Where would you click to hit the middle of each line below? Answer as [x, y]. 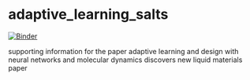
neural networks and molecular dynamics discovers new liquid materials [125, 60]
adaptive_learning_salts [88, 15]
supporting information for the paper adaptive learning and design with [123, 51]
